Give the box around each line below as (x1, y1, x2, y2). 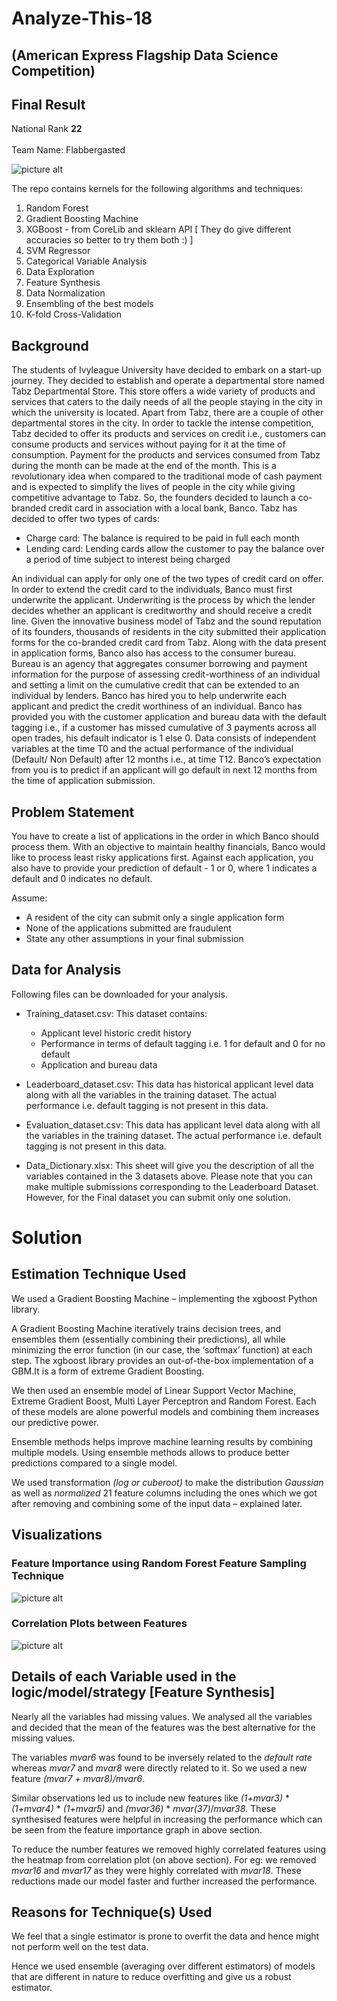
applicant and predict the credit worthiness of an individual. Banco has (11, 700, 303, 712)
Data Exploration (25, 266, 95, 278)
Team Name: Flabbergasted (11, 144, 126, 156)
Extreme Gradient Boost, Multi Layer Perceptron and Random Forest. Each (11, 1395, 317, 1407)
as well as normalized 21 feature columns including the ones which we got (11, 1487, 318, 1499)
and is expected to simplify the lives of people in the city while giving (11, 481, 296, 493)
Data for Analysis (11, 962, 122, 979)
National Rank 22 (11, 123, 83, 135)
